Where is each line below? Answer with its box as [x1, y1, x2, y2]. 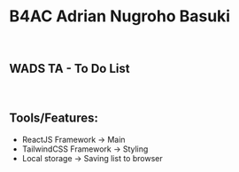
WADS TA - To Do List [9, 61, 130, 76]
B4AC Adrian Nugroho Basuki [9, 6, 231, 27]
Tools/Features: [9, 111, 99, 126]
